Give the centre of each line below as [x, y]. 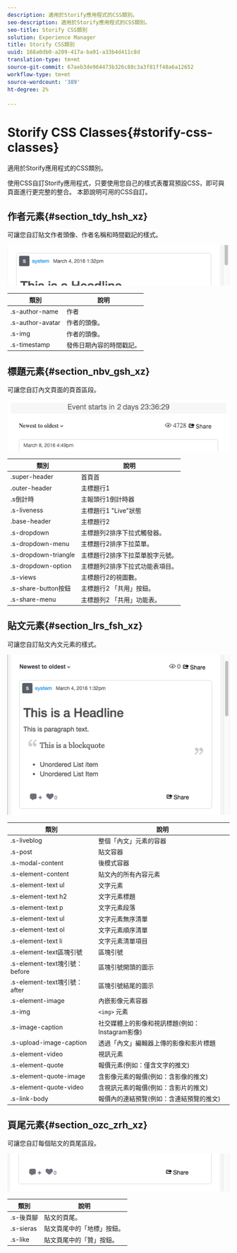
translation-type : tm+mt [44, 60]
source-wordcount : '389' [44, 82]
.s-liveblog [26, 841]
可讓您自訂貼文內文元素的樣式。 [54, 644]
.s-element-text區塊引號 [47, 952]
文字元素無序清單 [123, 919]
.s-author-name [34, 311]
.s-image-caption [37, 1027]
